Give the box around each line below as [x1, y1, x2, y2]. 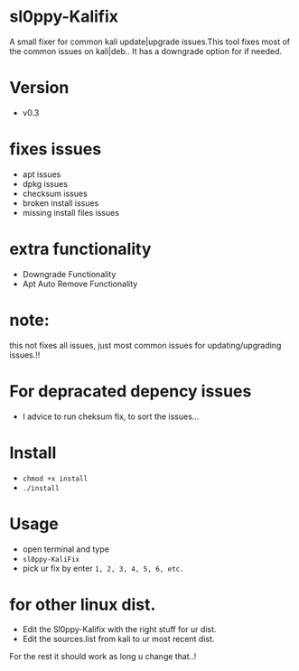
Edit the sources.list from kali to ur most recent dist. [22, 634, 215, 645]
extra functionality [9, 239, 152, 259]
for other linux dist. [9, 594, 156, 615]
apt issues [22, 169, 61, 180]
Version [9, 78, 70, 98]
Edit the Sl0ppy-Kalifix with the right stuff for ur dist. [22, 624, 217, 635]
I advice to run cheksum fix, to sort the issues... [22, 411, 200, 422]
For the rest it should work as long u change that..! [9, 651, 197, 662]
